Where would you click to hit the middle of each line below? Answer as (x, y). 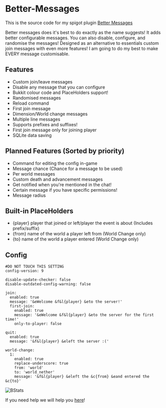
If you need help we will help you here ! (45, 400)
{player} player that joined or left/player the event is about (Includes (82, 223)
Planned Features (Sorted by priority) (65, 151)
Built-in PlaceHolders (39, 211)
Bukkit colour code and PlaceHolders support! (60, 92)
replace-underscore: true (41, 363)
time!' (12, 319)
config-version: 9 (24, 271)
